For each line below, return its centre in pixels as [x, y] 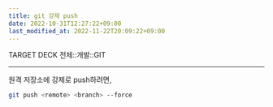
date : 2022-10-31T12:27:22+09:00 [65, 24]
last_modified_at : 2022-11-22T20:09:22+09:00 [87, 31]
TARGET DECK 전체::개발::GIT [57, 55]
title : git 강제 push [43, 16]
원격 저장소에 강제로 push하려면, [60, 80]
